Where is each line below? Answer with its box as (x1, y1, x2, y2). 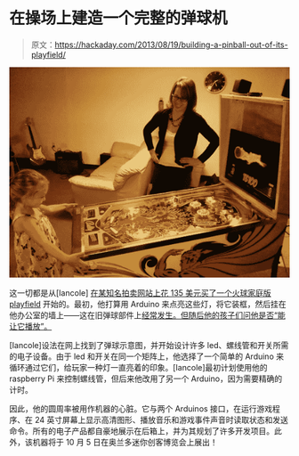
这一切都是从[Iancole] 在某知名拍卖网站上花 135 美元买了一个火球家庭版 (9, 287, 271, 298)
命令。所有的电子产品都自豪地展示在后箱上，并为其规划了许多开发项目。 (9, 425, 274, 436)
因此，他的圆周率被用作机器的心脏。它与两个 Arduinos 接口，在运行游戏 (9, 403, 273, 414)
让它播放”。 (9, 321, 53, 331)
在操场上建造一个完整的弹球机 (9, 8, 229, 28)
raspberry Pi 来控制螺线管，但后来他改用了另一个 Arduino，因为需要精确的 (9, 373, 283, 384)
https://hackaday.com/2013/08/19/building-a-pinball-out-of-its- (54, 39, 288, 50)
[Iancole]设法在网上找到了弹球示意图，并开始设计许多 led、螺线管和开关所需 (9, 339, 289, 350)
